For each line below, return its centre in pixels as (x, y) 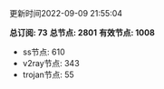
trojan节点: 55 (48, 74)
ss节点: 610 (43, 52)
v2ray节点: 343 (51, 63)
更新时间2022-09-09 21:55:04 (66, 13)
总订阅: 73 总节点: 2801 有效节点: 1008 (82, 33)
